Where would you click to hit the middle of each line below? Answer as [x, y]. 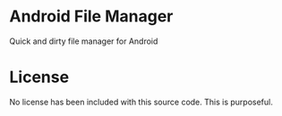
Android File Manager [91, 17]
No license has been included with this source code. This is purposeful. [141, 102]
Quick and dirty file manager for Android [84, 41]
